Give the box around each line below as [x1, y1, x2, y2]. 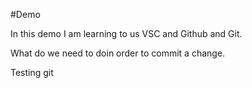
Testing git [10, 67, 54, 78]
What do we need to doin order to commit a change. [10, 47, 226, 59]
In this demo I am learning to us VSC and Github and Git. [10, 28, 243, 39]
